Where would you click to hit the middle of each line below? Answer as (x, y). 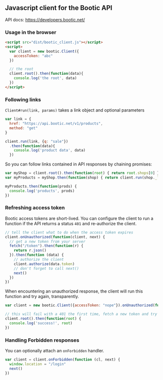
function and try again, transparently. (42, 297)
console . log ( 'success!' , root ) (41, 323)
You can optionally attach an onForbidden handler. (55, 351)
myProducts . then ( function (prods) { (41, 186)
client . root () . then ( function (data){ (46, 74)
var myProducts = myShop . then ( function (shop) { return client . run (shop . (80, 178)
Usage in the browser (31, 32)
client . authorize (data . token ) (44, 264)
